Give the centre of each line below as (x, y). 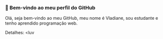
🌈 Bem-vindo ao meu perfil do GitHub (50, 8)
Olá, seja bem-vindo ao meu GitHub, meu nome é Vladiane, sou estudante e (81, 18)
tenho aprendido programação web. (41, 23)
